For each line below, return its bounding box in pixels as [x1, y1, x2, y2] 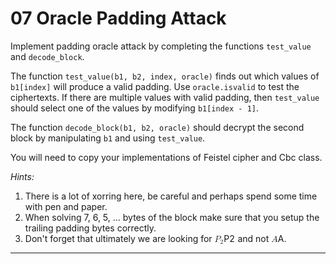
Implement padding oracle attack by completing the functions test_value [10, 40, 312, 52]
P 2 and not [223, 232, 270, 244]
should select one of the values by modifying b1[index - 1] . [10, 102, 260, 114]
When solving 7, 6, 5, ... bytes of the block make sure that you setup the [24, 211, 320, 223]
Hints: [10, 170, 35, 182]
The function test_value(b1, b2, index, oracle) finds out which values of [10, 70, 320, 82]
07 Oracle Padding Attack [10, 7, 227, 30]
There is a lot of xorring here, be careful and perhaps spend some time [24, 190, 318, 202]
